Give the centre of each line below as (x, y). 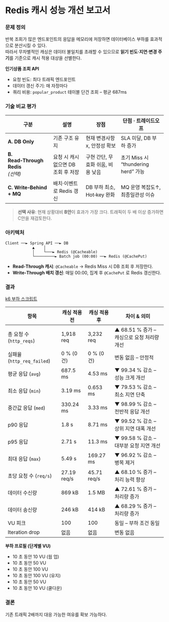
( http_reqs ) (21, 341)
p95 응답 (18, 442)
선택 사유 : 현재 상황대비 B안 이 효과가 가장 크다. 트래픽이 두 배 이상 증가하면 (91, 212)
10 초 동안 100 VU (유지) (37, 576)
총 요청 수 (18, 334)
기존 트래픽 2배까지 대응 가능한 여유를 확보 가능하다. (56, 614)
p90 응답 (18, 425)
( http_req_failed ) (29, 361)
